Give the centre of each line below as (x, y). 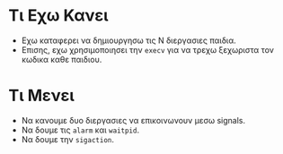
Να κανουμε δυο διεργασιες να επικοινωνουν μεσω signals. (133, 120)
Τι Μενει (42, 96)
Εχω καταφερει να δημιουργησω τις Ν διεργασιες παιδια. (129, 40)
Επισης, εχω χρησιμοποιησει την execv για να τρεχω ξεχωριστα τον (148, 49)
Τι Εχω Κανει (58, 16)
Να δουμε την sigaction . (67, 139)
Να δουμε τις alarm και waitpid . (80, 130)
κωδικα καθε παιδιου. (62, 59)
